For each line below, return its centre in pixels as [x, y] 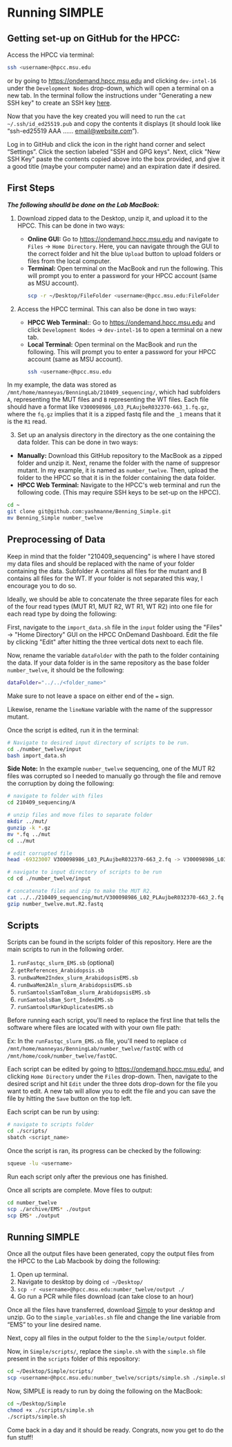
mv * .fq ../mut [29, 834]
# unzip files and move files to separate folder [80, 815]
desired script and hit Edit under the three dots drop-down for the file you [113, 1084]
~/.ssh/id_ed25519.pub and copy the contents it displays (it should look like [114, 123]
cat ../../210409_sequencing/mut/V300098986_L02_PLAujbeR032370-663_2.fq [116, 897]
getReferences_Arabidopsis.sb [61, 971]
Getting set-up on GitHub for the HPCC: [94, 38]
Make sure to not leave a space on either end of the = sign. [91, 696]
